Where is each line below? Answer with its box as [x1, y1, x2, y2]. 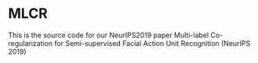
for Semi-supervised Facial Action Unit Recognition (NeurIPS [54, 38, 251, 47]
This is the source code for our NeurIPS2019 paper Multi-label [8, 30, 209, 40]
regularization [8, 38, 53, 47]
